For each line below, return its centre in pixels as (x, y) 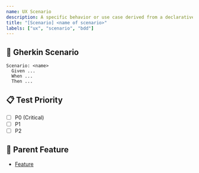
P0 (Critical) (29, 117)
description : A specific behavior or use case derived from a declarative (100, 17)
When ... (22, 76)
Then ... (22, 81)
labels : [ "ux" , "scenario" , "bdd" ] (50, 28)
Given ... (23, 71)
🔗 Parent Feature (38, 150)
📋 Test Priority (35, 100)
